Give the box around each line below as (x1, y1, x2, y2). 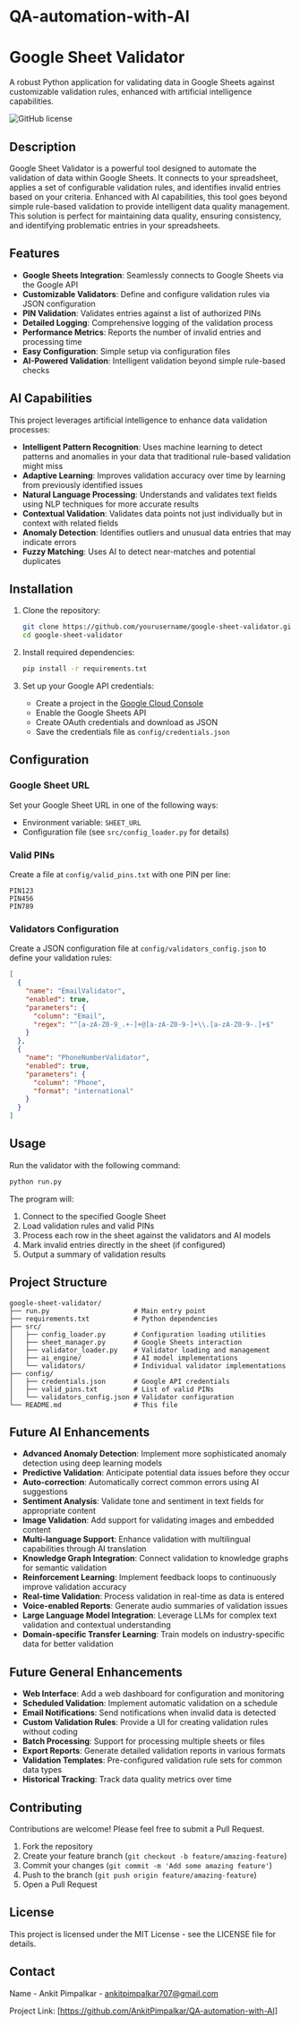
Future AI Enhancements (9, 1424, 150, 1440)
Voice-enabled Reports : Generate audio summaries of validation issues (21, 1601, 288, 1611)
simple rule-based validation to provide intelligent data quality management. (9, 201, 290, 211)
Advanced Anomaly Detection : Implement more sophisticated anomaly (21, 1448, 287, 1459)
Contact (9, 1964, 56, 1979)
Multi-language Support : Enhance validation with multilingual (21, 1534, 251, 1545)
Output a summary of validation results (21, 1249, 167, 1260)
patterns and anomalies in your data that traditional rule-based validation (21, 450, 291, 462)
